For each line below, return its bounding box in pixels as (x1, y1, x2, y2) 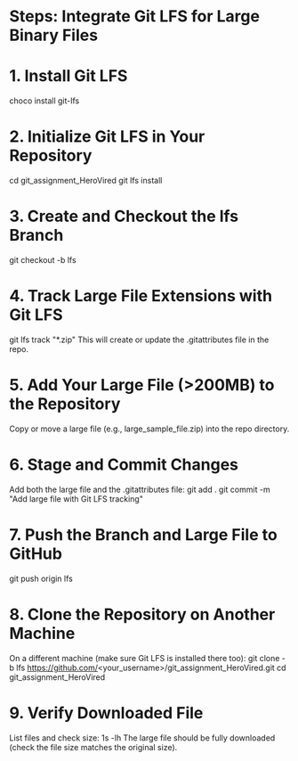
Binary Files (9, 25, 99, 45)
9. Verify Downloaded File (9, 702, 204, 723)
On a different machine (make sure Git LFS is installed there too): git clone (9, 652, 280, 663)
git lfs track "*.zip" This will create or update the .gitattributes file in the (9, 334, 270, 345)
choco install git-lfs (9, 95, 80, 106)
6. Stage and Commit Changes (9, 454, 238, 475)
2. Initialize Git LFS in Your (9, 127, 205, 147)
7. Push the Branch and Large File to (9, 525, 278, 544)
